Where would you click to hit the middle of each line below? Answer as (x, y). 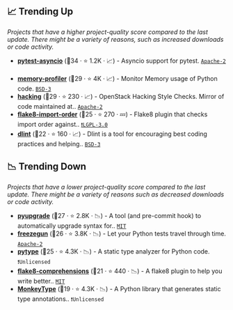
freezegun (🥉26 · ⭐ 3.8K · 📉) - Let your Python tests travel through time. (121, 233)
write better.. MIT (41, 281)
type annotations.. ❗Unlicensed (61, 299)
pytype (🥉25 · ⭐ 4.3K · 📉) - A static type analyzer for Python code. (113, 251)
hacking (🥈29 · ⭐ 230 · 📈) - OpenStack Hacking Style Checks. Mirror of (121, 96)
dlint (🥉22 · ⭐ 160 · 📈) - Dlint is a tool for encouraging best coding (112, 134)
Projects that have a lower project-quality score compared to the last (106, 187)
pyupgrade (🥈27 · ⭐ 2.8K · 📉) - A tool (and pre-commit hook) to (109, 215)
